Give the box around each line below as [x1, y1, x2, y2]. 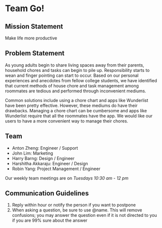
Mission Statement [5, 22, 63, 31]
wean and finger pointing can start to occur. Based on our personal [5, 72, 139, 78]
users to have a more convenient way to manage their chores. [5, 118, 128, 124]
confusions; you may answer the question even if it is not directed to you [12, 212, 157, 218]
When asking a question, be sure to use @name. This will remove [12, 207, 143, 213]
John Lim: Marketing [12, 150, 53, 156]
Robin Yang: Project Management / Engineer [12, 166, 101, 172]
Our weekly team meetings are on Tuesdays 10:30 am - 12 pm [5, 175, 129, 181]
